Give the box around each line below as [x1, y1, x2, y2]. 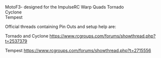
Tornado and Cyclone [5, 33, 49, 39]
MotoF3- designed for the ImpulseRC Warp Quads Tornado [5, 4, 124, 10]
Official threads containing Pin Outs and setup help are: [5, 24, 116, 29]
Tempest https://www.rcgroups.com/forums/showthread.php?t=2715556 [5, 48, 151, 53]
